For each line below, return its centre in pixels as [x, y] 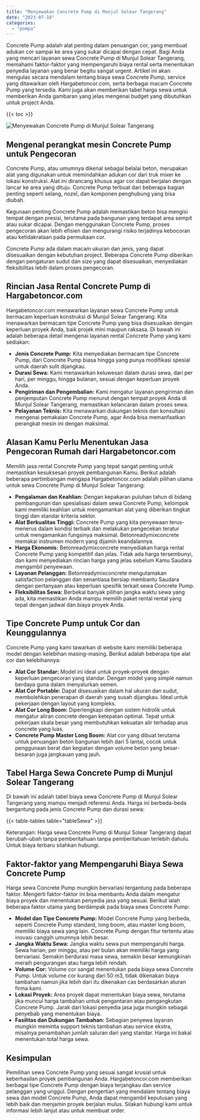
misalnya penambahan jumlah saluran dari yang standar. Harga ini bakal [103, 1033]
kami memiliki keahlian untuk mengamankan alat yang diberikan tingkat [102, 509]
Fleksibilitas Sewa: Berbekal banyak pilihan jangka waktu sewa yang [100, 592]
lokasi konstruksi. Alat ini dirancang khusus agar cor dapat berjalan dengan [99, 181]
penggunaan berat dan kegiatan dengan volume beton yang [88, 747]
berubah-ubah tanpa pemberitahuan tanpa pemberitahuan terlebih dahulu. [98, 839]
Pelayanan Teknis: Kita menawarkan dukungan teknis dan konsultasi [100, 411]
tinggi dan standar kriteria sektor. [56, 515]
